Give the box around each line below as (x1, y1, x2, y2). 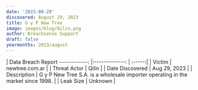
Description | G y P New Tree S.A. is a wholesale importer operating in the (6, 71, 188, 78)
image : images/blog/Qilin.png (6, 25, 82, 32)
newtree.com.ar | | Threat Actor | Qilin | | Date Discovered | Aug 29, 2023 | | (6, 64, 193, 72)
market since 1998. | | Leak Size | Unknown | (6, 77, 116, 84)
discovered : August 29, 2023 (6, 14, 79, 20)
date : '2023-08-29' (6, 8, 55, 15)
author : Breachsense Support (6, 31, 79, 37)
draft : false (6, 36, 39, 42)
